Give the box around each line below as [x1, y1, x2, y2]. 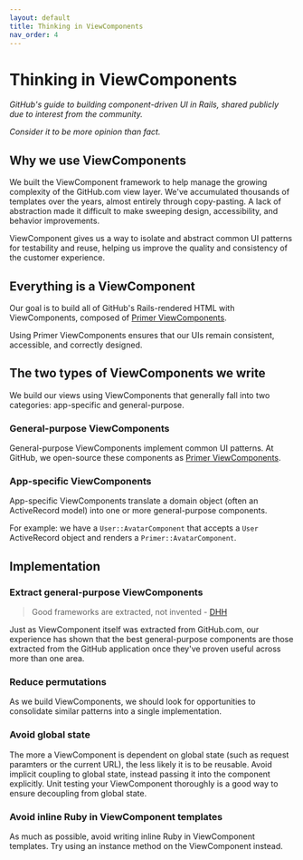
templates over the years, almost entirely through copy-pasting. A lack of [9, 196, 282, 207]
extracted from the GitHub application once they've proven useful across [9, 643, 281, 654]
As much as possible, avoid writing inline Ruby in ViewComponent [9, 831, 256, 842]
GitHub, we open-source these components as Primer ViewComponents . [9, 453, 282, 464]
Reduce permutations [9, 675, 107, 688]
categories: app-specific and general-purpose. [9, 399, 185, 410]
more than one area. [9, 653, 85, 664]
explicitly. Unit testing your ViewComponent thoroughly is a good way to [9, 777, 279, 789]
